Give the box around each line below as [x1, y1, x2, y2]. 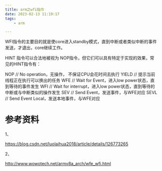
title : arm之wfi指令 [5, 7, 45, 12]
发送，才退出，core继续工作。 [5, 45, 65, 51]
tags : [5, 16, 16, 21]
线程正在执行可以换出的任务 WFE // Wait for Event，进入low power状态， [5, 78, 150, 83]
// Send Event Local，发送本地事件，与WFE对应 [5, 95, 100, 102]
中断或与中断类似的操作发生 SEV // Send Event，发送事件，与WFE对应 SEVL [5, 90, 158, 95]
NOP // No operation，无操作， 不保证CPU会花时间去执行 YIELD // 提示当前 [5, 71, 156, 78]
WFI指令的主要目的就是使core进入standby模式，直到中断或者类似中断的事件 [5, 39, 157, 45]
